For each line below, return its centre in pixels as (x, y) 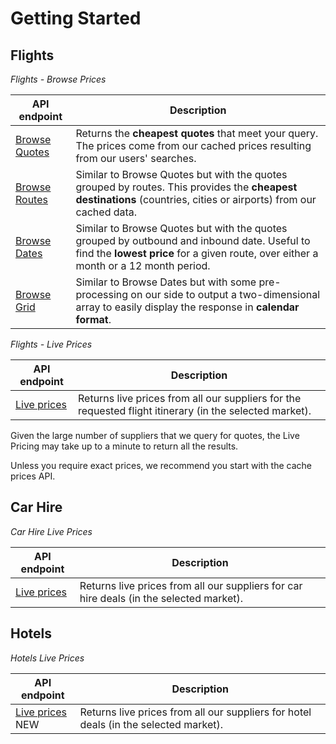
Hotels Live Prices (47, 658)
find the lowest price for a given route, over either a (197, 253)
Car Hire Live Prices (51, 531)
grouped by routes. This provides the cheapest (186, 187)
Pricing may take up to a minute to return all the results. (124, 446)
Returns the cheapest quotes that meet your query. (197, 133)
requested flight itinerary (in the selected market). (195, 410)
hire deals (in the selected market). (161, 598)
